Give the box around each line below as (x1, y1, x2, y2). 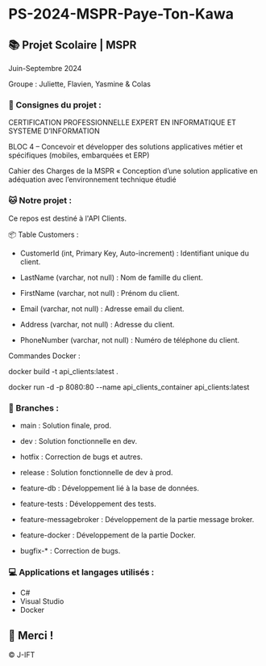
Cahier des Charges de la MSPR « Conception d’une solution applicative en (8, 166, 258, 176)
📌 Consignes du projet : (8, 99, 102, 110)
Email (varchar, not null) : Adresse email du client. (19, 304, 185, 314)
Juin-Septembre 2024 (8, 64, 82, 73)
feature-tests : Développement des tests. (19, 499, 156, 508)
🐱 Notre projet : (8, 195, 73, 206)
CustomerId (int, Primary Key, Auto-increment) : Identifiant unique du (19, 248, 250, 258)
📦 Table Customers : (8, 230, 79, 239)
